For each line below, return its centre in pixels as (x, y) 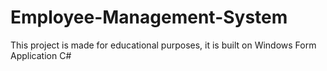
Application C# (41, 55)
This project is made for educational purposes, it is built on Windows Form (163, 45)
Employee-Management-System (149, 17)
